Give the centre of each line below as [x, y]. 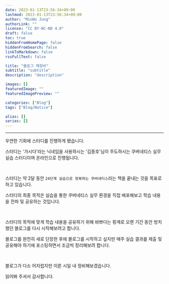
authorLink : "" [21, 24]
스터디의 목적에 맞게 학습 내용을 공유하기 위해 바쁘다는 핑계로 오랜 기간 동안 [79, 222]
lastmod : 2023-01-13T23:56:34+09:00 [44, 15]
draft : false [19, 33]
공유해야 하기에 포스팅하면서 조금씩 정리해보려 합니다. [58, 245]
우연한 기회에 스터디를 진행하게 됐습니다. [45, 141]
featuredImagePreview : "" [32, 94]
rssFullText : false [26, 57]
